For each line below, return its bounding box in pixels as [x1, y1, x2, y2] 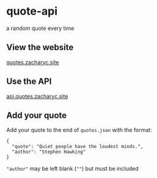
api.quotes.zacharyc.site [6, 92, 68, 100]
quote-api [6, 4, 58, 18]
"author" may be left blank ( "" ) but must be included [6, 165, 139, 172]
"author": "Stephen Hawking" [12, 149, 86, 155]
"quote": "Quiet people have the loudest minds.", [12, 144, 144, 150]
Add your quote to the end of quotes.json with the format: [6, 127, 152, 134]
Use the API [6, 76, 52, 87]
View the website [6, 42, 74, 53]
